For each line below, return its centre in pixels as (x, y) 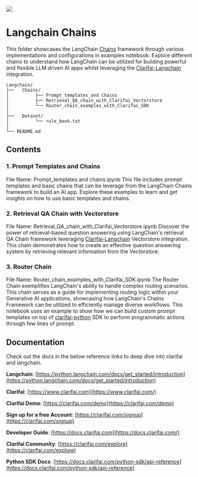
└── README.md (24, 131)
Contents (24, 150)
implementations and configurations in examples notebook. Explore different (99, 55)
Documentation (35, 342)
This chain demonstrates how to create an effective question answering (93, 245)
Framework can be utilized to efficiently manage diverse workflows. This (95, 305)
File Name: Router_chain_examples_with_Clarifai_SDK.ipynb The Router (92, 280)
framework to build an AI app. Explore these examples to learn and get (92, 192)
